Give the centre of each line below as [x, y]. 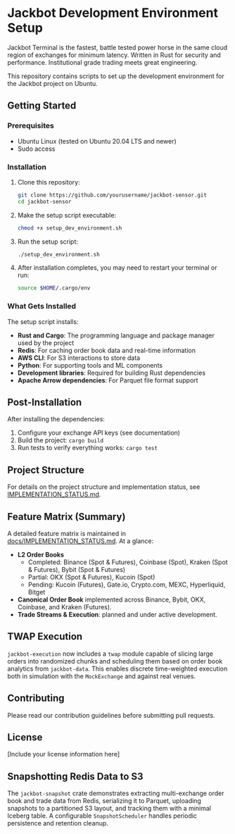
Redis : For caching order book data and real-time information [106, 350]
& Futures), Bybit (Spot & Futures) [76, 570]
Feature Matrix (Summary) [66, 517]
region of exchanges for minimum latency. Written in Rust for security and [114, 55]
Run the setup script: [48, 242]
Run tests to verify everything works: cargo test [88, 448]
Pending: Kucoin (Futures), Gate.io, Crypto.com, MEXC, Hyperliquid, [127, 585]
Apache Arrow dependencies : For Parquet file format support [108, 380]
